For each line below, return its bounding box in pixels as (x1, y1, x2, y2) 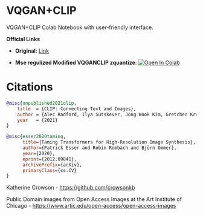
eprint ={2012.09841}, (22, 156, 77, 162)
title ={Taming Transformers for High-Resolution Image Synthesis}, (22, 139, 196, 145)
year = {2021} (17, 117, 59, 123)
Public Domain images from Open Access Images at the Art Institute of (6, 196, 182, 203)
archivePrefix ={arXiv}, (22, 162, 83, 168)
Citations (6, 80, 53, 94)
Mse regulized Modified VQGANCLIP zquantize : (14, 59, 137, 66)
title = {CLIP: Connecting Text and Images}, (17, 105, 137, 112)
